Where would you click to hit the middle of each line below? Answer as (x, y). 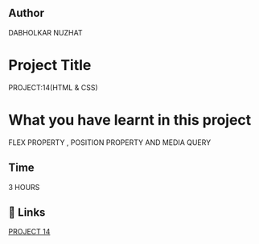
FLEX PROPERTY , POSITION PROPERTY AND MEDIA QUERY (110, 142)
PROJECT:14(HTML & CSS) (53, 87)
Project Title (50, 65)
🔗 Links (27, 212)
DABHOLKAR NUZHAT (45, 32)
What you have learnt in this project (130, 120)
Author (26, 13)
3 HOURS (24, 187)
